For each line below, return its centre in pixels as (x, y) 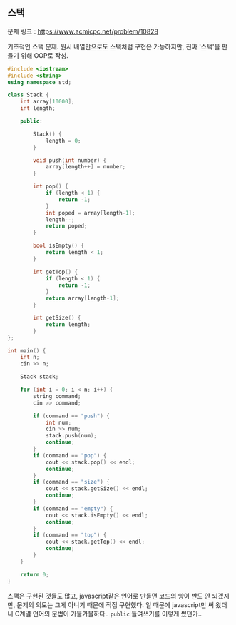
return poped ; (66, 226)
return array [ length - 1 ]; (82, 298)
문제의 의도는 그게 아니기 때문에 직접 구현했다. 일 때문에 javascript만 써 (116, 604)
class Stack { (29, 95)
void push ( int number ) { (70, 160)
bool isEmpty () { (58, 246)
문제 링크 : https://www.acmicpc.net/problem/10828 (83, 31)
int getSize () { (57, 318)
